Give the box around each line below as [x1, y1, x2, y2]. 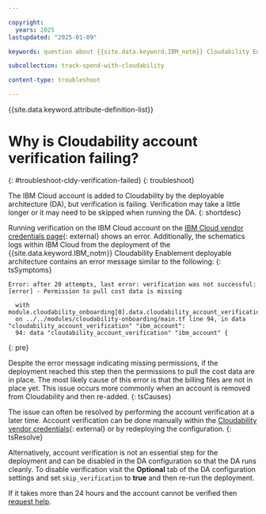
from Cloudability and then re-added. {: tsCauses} [8, 391, 172, 401]
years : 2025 [15, 25, 55, 34]
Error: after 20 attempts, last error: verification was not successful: [8, 280, 257, 288]
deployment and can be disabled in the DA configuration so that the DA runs [8, 456, 257, 466]
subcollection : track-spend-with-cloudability [8, 62, 165, 70]
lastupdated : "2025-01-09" [8, 33, 97, 41]
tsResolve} [8, 432, 44, 442]
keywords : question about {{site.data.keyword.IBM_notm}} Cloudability [8, 48, 249, 55]
